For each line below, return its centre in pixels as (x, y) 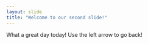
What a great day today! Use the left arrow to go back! (75, 34)
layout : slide (24, 12)
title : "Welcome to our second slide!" (57, 17)
